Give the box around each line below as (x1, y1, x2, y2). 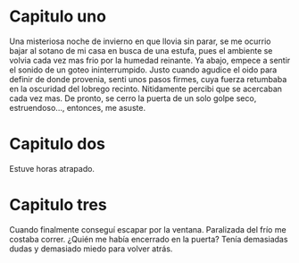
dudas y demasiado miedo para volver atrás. (9, 243, 173, 254)
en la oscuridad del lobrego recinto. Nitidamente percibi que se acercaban (9, 83, 283, 94)
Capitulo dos (9, 134, 105, 154)
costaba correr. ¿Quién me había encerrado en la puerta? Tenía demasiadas (9, 233, 288, 244)
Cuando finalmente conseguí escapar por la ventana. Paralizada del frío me (9, 224, 287, 234)
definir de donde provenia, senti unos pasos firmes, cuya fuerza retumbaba (9, 73, 287, 84)
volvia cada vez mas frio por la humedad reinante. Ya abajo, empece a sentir (9, 55, 291, 65)
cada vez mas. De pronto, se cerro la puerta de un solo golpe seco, (9, 92, 257, 104)
